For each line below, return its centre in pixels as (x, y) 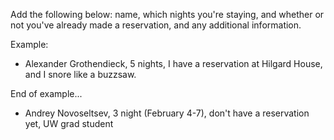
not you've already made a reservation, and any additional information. (156, 25)
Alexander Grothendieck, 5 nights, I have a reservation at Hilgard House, (173, 63)
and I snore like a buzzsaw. (80, 74)
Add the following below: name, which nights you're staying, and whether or (167, 14)
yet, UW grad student (69, 123)
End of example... (46, 93)
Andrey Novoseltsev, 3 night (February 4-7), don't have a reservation (167, 113)
